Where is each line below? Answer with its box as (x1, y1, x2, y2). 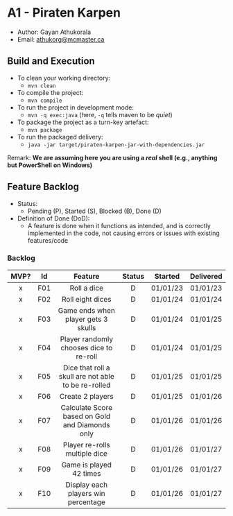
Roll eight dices (61, 294, 112, 304)
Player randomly (60, 334, 113, 344)
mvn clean (27, 82, 57, 89)
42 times (71, 468, 101, 478)
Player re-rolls (62, 440, 110, 449)
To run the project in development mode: (17, 103, 134, 112)
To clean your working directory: (17, 74, 111, 82)
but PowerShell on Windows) (7, 161, 93, 169)
